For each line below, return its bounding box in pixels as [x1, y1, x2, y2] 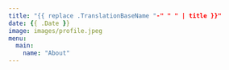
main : [15, 42, 35, 50]
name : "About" [23, 49, 70, 57]
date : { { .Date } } [8, 19, 70, 27]
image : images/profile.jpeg [8, 27, 103, 35]
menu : [8, 34, 27, 43]
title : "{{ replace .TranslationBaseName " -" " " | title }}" [8, 11, 222, 20]
